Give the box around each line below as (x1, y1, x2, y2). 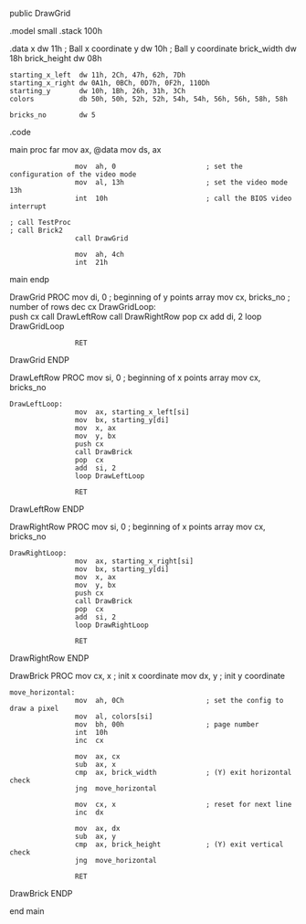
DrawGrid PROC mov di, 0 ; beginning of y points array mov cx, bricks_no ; (9, 292, 290, 303)
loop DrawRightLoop (74, 621, 149, 630)
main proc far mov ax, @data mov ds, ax (9, 144, 162, 154)
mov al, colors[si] (74, 712, 153, 721)
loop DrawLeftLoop (74, 472, 145, 481)
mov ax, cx (74, 752, 121, 761)
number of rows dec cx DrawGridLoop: (9, 302, 156, 312)
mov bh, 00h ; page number (74, 720, 259, 729)
